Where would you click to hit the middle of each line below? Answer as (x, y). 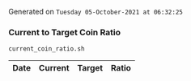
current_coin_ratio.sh (47, 49)
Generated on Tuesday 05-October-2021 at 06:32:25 (96, 12)
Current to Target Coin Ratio (65, 32)
